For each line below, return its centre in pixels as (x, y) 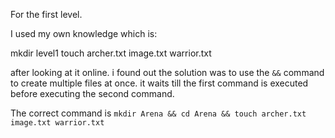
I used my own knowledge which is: (84, 33)
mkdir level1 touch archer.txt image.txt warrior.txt (111, 53)
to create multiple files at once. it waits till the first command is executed (159, 83)
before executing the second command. (92, 93)
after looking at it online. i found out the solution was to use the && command (167, 72)
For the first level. (46, 14)
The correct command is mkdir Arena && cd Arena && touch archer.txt (158, 113)
